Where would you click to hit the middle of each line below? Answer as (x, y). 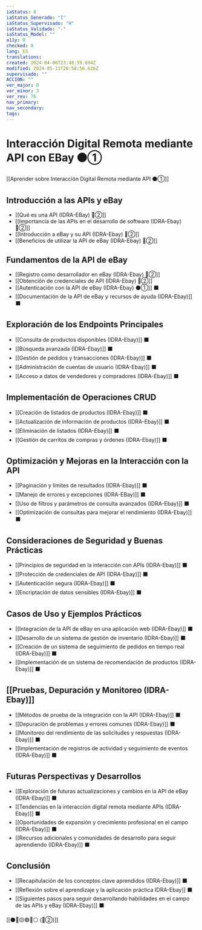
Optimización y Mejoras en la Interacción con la (97, 461)
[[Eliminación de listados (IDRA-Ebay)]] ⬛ (67, 430)
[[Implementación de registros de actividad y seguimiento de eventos (101, 748)
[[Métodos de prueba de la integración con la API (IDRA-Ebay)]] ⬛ (98, 714)
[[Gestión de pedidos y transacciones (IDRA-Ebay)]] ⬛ (83, 358)
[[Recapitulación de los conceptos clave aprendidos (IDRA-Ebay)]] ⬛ (101, 881)
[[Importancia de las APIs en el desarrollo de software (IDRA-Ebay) (98, 222)
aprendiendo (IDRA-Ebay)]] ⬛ (52, 844)
